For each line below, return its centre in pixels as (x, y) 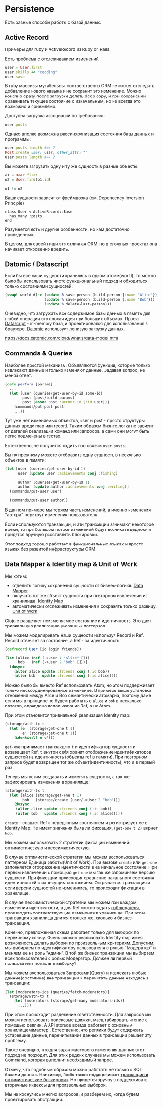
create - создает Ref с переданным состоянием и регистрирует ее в (76, 822)
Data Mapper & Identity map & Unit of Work (71, 564)
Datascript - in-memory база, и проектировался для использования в (76, 323)
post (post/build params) (49, 398)
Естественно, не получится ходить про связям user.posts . (65, 445)
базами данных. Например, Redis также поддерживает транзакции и (77, 1075)
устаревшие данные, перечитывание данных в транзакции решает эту (78, 1035)
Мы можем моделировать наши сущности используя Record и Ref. (74, 635)
